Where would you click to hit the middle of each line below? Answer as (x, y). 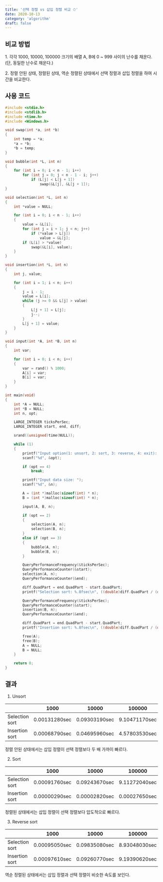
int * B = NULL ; (29, 409)
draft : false (18, 23)
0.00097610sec (53, 859)
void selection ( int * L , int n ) (37, 197)
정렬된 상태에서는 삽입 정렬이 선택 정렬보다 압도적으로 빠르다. (63, 812)
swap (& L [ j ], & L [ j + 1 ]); (65, 184)
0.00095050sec (53, 845)
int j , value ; (28, 274)
